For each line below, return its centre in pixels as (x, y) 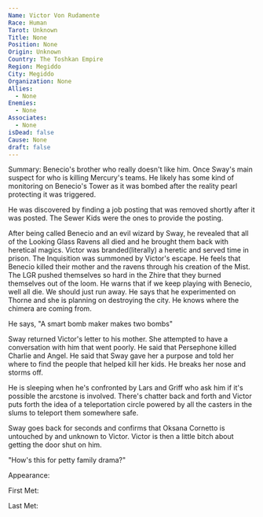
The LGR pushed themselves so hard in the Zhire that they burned (115, 275)
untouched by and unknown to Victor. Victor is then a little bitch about (121, 437)
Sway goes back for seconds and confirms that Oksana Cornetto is (117, 428)
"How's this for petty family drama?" (67, 460)
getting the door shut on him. (55, 445)
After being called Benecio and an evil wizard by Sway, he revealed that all (128, 234)
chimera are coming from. (50, 308)
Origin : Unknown (35, 52)
